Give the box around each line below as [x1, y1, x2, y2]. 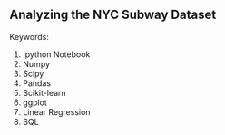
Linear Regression [22, 106, 91, 117]
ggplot [22, 97, 47, 108]
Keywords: [9, 31, 50, 42]
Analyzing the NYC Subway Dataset [9, 7, 217, 23]
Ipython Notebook [22, 49, 91, 60]
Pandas [22, 77, 52, 89]
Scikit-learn [22, 87, 66, 98]
